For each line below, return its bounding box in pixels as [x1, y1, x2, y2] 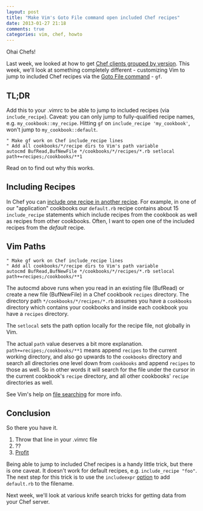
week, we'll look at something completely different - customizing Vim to [6, 66, 185, 74]
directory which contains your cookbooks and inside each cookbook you [6, 303, 188, 310]
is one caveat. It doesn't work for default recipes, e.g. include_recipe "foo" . [6, 467, 198, 475]
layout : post [6, 9, 39, 15]
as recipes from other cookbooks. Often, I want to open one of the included [6, 217, 195, 225]
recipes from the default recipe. [6, 224, 86, 231]
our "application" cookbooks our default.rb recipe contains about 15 [6, 204, 179, 211]
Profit [15, 449, 29, 456]
